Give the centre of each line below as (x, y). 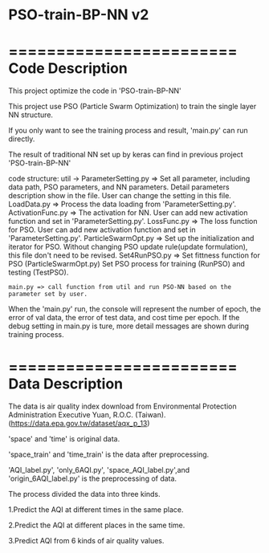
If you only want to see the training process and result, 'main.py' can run (128, 131)
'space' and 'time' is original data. (64, 439)
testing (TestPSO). (39, 272)
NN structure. (31, 115)
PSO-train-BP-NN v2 (79, 15)
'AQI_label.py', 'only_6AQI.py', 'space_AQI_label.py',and (99, 470)
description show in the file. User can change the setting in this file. (120, 196)
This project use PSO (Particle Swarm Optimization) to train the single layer (132, 107)
